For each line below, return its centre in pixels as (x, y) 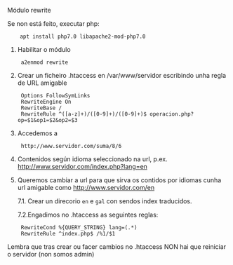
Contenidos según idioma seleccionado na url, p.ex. (92, 159)
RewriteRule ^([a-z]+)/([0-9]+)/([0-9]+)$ (84, 114)
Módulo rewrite (29, 10)
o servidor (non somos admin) (51, 254)
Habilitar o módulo (44, 49)
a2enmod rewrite (45, 62)
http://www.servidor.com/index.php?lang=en (82, 167)
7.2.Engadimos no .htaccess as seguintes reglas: (88, 215)
